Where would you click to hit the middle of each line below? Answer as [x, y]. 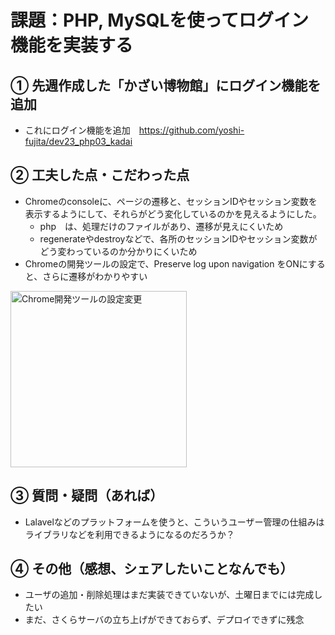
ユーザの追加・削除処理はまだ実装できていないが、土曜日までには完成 [169, 595]
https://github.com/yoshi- [191, 130]
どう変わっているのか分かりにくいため [118, 251]
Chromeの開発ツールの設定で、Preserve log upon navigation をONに [166, 263]
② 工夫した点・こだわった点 [100, 175]
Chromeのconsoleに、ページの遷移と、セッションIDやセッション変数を [171, 201]
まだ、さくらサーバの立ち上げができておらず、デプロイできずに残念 [164, 620]
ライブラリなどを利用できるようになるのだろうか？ [129, 534]
